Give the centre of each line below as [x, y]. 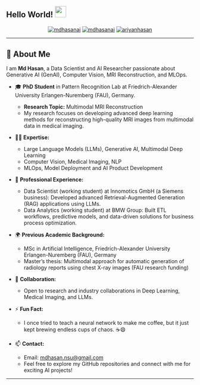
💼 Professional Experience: [49, 180]
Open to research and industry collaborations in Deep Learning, [102, 291]
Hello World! [30, 15]
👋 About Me [28, 54]
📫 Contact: [29, 344]
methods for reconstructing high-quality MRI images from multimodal [109, 119]
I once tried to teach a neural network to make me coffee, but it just [106, 323]
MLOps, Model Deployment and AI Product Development [93, 168]
